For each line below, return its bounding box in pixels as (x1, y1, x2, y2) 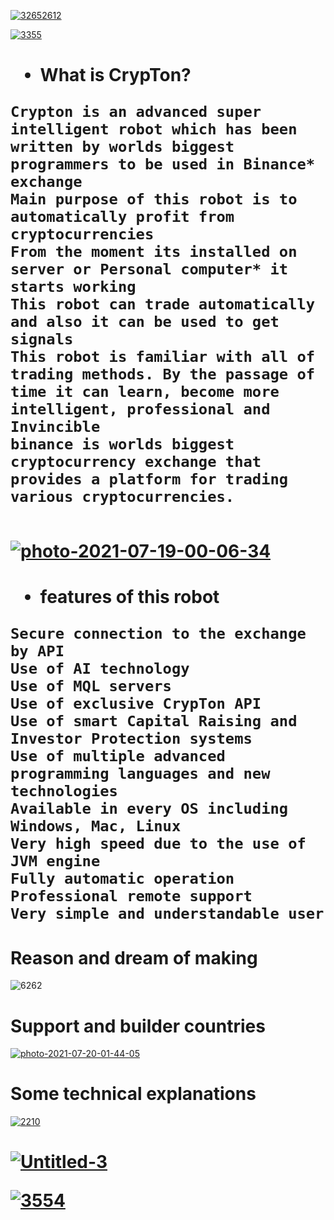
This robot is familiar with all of (10, 348, 316, 367)
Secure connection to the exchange (10, 625, 307, 644)
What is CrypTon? (39, 64, 192, 87)
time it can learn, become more (10, 383, 280, 402)
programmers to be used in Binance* (10, 155, 316, 174)
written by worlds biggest (10, 138, 235, 157)
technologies (10, 782, 118, 801)
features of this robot (39, 586, 220, 609)
